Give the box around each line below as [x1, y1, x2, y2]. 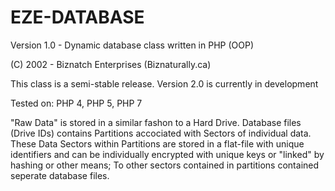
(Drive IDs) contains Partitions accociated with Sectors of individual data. [10, 127, 312, 139]
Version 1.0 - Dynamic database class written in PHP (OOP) [10, 39, 254, 51]
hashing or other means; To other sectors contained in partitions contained [10, 159, 320, 171]
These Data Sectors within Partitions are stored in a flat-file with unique [10, 137, 305, 150]
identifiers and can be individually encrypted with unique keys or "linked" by [10, 148, 325, 160]
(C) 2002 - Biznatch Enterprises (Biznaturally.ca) [10, 58, 212, 70]
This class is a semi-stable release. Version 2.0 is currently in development [10, 77, 319, 90]
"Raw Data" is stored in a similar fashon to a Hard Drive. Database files [10, 116, 302, 128]
